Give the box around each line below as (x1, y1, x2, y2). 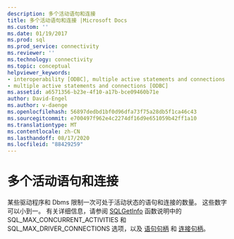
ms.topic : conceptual (7, 63, 71, 70)
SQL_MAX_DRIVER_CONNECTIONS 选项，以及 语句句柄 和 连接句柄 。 (7, 224, 210, 233)
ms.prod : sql (7, 37, 46, 44)
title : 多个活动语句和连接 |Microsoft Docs (7, 17, 128, 24)
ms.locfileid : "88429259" (7, 141, 83, 148)
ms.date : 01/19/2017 (7, 30, 68, 37)
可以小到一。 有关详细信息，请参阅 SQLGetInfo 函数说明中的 (7, 207, 182, 215)
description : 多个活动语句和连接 (7, 10, 97, 18)
